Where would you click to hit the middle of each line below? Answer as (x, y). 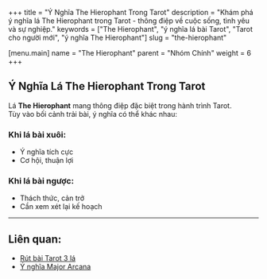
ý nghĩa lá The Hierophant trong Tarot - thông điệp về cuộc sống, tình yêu (129, 21)
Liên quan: (35, 239)
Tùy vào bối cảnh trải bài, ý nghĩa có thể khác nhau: (93, 114)
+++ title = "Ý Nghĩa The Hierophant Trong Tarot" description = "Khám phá (131, 12)
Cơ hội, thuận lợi (46, 161)
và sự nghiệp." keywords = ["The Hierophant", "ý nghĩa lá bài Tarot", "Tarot (130, 29)
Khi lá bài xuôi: (37, 134)
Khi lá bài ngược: (41, 181)
